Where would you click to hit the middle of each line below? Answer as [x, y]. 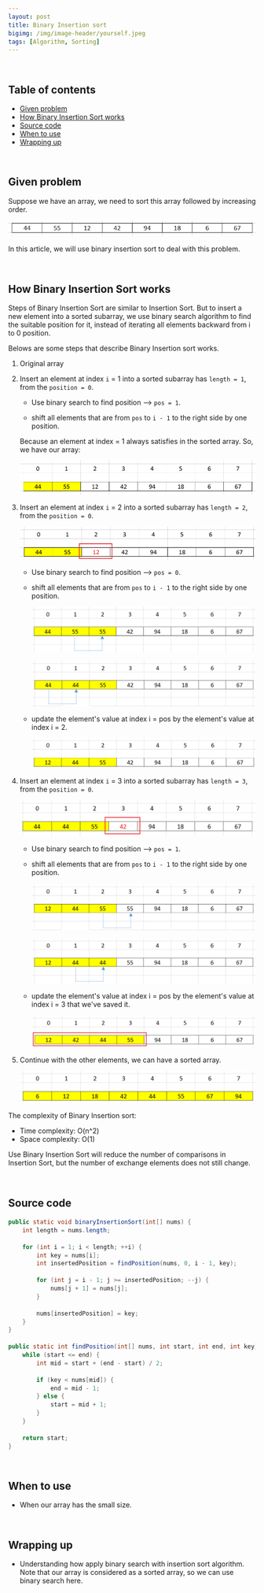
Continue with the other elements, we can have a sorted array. [120, 1060]
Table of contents [52, 89]
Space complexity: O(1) [57, 1139]
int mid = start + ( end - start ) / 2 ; [100, 1363]
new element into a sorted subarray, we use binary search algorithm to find [130, 317]
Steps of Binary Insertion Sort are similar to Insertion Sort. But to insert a [125, 308]
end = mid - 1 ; [75, 1388]
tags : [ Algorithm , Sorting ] [54, 42]
